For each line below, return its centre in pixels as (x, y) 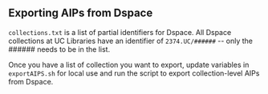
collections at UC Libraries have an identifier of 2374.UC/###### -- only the (131, 41)
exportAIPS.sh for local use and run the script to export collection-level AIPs (134, 73)
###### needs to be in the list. (59, 49)
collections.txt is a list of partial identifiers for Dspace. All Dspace (120, 32)
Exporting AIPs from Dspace (81, 13)
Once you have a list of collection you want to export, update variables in (129, 65)
